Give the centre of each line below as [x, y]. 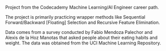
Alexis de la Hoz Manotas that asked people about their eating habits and [81, 38]
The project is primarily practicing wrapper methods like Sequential [75, 17]
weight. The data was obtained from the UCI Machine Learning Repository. [83, 43]
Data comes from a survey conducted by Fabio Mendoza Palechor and [79, 32]
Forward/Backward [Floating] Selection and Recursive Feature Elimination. [83, 22]
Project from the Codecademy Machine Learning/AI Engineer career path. [82, 7]
